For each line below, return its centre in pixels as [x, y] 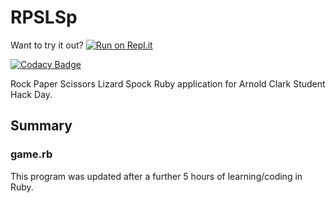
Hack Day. [31, 94]
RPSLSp [44, 17]
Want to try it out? [47, 45]
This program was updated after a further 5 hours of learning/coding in [156, 176]
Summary [41, 126]
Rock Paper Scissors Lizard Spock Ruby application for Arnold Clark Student [168, 83]
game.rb [31, 154]
